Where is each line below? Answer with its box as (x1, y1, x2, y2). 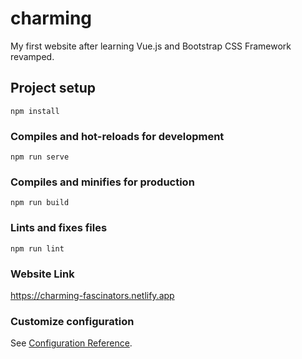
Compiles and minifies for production (10, 175, 195, 189)
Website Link (10, 267, 75, 281)
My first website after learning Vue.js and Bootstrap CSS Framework (10, 40, 292, 52)
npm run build (10, 198, 70, 208)
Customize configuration (10, 314, 135, 328)
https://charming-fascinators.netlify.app (10, 289, 175, 301)
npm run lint (10, 243, 65, 254)
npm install (10, 106, 60, 116)
